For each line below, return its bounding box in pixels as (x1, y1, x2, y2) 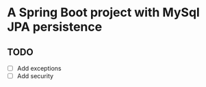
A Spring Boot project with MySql (7, 5, 200, 20)
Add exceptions (16, 65, 62, 72)
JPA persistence (7, 19, 103, 35)
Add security (16, 72, 53, 80)
